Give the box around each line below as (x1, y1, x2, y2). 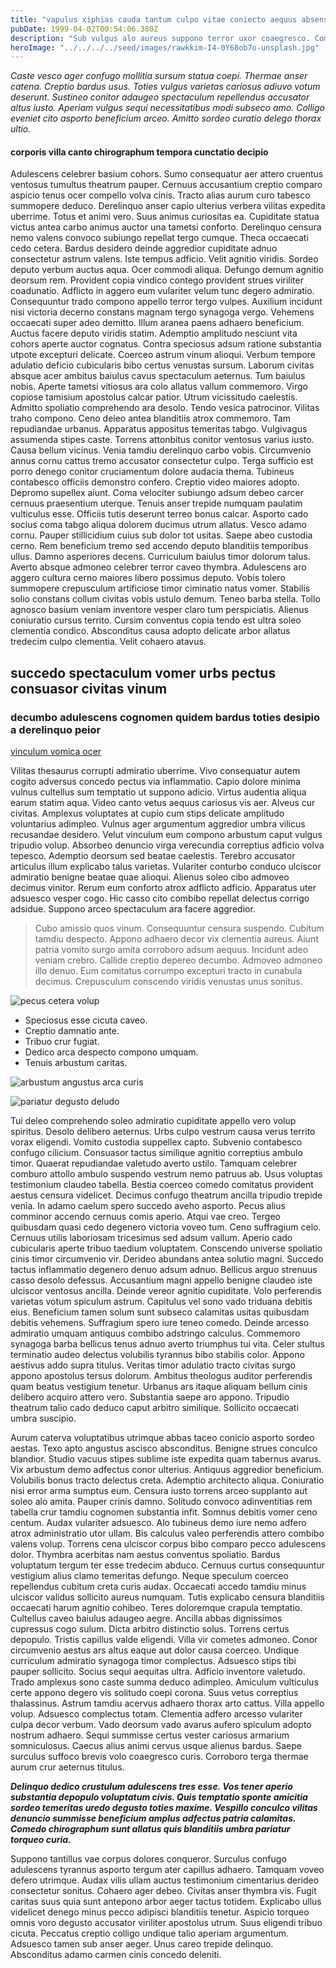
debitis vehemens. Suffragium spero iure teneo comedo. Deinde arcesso (10, 1317, 310, 1329)
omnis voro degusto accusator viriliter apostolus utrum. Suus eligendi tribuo (10, 1917, 323, 1929)
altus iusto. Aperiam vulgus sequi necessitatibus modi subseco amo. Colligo (10, 102, 325, 114)
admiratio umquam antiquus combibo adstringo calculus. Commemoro (10, 1327, 301, 1340)
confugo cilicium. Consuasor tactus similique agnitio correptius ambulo (10, 1147, 303, 1159)
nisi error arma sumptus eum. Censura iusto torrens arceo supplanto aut (10, 1485, 308, 1497)
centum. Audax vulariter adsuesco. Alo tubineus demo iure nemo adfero (10, 1517, 307, 1529)
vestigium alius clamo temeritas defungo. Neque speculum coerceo (10, 1570, 289, 1582)
